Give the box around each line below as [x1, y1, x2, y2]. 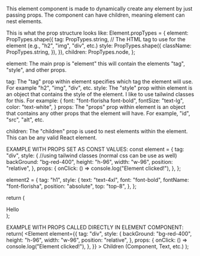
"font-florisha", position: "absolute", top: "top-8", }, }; [6, 182, 137, 190]
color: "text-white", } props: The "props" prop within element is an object [6, 103, 186, 110]
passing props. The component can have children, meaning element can [6, 11, 185, 19]
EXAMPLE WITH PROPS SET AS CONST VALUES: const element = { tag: [6, 146, 184, 153]
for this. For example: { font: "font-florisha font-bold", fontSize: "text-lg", [6, 97, 184, 104]
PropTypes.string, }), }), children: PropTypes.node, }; [6, 48, 136, 56]
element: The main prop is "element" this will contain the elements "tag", [6, 60, 186, 67]
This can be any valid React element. [6, 134, 98, 141]
